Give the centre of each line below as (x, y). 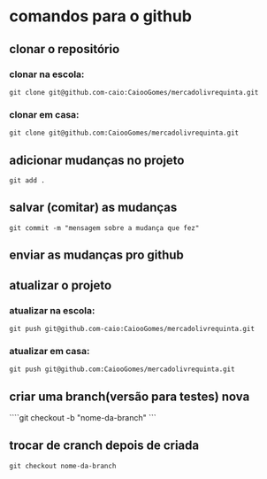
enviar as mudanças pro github (96, 255)
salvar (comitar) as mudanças (93, 208)
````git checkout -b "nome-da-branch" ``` (83, 417)
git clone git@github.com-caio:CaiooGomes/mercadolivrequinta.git (134, 92)
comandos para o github (101, 16)
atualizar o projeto (61, 285)
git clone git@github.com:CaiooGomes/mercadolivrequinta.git (124, 133)
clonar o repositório (65, 49)
